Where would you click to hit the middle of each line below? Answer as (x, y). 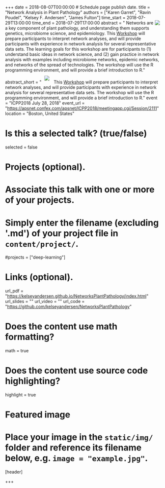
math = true (17, 351)
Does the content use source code (77, 371)
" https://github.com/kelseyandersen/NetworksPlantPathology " (69, 307)
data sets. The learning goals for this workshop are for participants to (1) (78, 49)
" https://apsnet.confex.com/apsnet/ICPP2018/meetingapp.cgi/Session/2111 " (82, 108)
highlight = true (21, 395)
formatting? (30, 337)
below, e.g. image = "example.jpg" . (77, 458)
